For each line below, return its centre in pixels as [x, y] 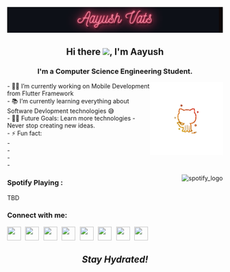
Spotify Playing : [35, 183]
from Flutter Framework [40, 94]
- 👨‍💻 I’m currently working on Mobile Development [78, 86]
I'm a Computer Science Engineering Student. [115, 71]
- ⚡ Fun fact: [25, 134]
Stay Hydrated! [115, 260]
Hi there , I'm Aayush [115, 52]
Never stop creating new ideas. [51, 125]
